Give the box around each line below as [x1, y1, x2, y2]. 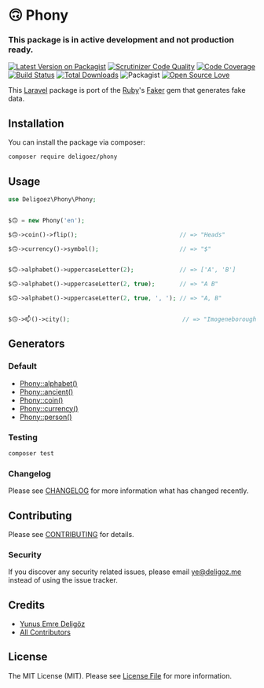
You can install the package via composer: [8, 138, 145, 147]
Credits [8, 598, 46, 612]
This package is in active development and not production [8, 35, 234, 46]
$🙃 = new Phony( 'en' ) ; [8, 216, 85, 224]
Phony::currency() [19, 403, 79, 413]
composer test [8, 449, 55, 458]
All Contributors [19, 627, 71, 637]
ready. [8, 44, 34, 55]
